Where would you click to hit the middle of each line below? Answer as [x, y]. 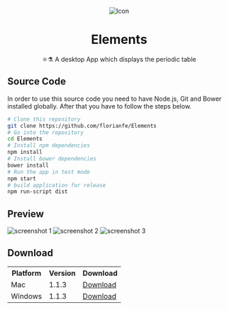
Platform [27, 273]
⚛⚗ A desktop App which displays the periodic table [119, 59]
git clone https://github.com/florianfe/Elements [82, 126]
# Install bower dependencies [52, 159]
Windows [27, 296]
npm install [25, 153]
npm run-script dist [38, 192]
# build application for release [57, 185]
